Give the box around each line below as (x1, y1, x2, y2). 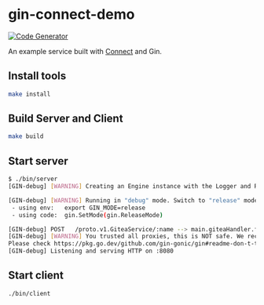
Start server (8, 154, 68, 168)
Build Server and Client (8, 112, 123, 125)
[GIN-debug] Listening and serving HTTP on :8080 (8, 247, 174, 256)
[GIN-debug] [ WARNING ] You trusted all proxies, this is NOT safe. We (8, 233, 244, 241)
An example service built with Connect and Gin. (8, 46, 163, 56)
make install (8, 90, 51, 98)
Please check (8, 240, 51, 248)
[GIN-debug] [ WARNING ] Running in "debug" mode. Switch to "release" (8, 196, 241, 205)
